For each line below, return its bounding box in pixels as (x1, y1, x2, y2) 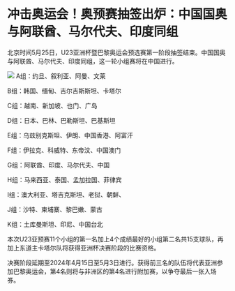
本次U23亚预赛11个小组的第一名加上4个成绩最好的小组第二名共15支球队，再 (7, 234, 225, 243)
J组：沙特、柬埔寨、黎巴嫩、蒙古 (7, 205, 103, 214)
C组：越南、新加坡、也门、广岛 (7, 101, 98, 110)
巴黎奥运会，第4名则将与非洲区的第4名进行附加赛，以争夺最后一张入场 (13, 267, 218, 276)
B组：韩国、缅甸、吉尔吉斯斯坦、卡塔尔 (7, 87, 122, 95)
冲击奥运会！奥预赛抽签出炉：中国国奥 (7, 6, 228, 22)
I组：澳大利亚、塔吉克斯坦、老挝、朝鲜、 (7, 190, 126, 199)
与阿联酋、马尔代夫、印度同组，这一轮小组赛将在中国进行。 (7, 57, 179, 65)
